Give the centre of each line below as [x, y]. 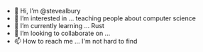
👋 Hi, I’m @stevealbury [47, 11]
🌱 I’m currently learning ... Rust [59, 26]
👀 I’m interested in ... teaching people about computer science [105, 18]
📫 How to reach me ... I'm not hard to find [76, 41]
